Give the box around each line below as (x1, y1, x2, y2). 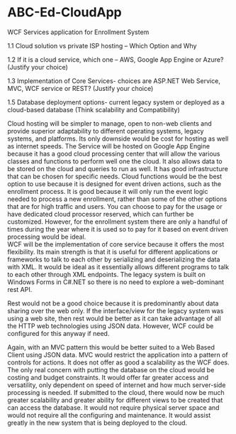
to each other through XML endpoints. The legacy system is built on (7, 270, 206, 278)
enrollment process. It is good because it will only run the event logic (7, 187, 208, 195)
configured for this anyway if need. (7, 329, 110, 337)
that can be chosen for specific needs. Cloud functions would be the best (7, 172, 223, 180)
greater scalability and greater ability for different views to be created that (7, 396, 223, 404)
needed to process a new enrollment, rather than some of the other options (7, 195, 227, 203)
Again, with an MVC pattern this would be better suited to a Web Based (7, 342, 215, 352)
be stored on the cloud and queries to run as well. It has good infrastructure (7, 164, 228, 173)
